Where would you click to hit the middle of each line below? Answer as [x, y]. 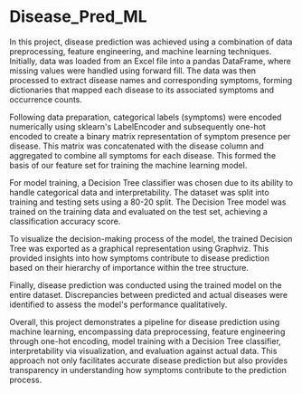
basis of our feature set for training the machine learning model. [128, 165]
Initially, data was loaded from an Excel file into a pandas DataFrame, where [150, 61]
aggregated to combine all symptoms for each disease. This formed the [143, 155]
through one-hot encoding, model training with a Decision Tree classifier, [146, 341]
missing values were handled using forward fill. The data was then [132, 71]
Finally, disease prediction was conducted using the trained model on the [146, 285]
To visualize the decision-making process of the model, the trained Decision [151, 238]
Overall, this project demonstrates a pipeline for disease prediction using [145, 322]
